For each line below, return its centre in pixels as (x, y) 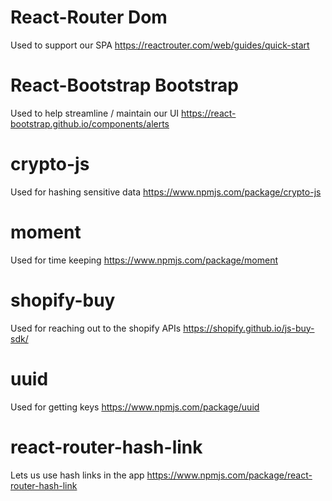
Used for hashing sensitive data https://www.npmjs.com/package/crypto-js (166, 192)
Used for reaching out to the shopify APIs (96, 328)
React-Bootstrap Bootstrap (124, 85)
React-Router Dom (89, 17)
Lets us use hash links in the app (77, 475)
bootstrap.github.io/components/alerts (90, 123)
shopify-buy (63, 300)
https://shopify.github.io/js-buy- (249, 328)
